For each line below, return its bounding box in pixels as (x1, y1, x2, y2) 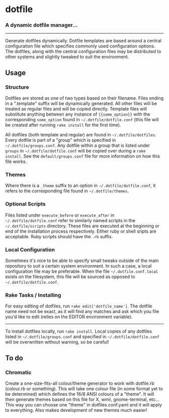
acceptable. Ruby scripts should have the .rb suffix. (5, 233, 113, 239)
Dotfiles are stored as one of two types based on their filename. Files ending (5, 95, 163, 101)
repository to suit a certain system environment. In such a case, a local (5, 263, 152, 269)
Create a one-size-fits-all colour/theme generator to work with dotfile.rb (5, 380, 154, 387)
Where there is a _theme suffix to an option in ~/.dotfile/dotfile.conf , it (5, 183, 156, 189)
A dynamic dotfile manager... (5, 22, 78, 29)
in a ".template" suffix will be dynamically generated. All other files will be (5, 100, 157, 107)
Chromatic (5, 369, 32, 376)
